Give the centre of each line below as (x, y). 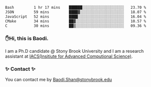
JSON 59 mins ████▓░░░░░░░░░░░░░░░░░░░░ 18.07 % (76, 12)
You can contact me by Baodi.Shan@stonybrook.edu (59, 79)
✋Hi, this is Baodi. (27, 39)
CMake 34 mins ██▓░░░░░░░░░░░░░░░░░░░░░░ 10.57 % (76, 21)
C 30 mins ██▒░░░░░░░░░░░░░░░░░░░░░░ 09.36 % (76, 26)
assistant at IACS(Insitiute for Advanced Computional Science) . (69, 56)
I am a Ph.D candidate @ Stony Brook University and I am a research (75, 51)
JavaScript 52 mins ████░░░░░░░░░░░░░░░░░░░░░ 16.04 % (76, 17)
